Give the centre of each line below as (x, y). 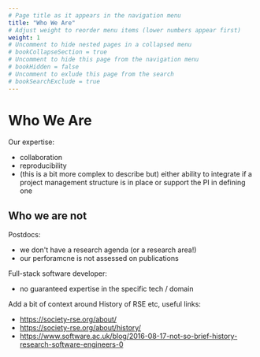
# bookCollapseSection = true (58, 52)
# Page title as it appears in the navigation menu (95, 15)
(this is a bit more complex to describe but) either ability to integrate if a (136, 174)
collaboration (41, 158)
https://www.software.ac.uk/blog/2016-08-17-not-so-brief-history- (128, 337)
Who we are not (48, 216)
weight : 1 (24, 37)
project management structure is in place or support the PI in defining (132, 183)
